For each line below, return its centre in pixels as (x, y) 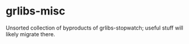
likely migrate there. (30, 34)
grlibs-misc (36, 11)
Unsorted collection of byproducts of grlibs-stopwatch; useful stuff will (94, 28)
